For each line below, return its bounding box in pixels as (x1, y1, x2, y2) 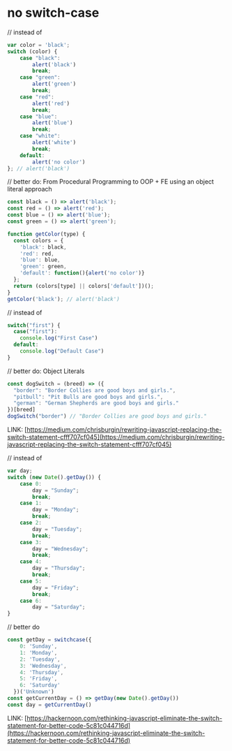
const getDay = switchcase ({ (7, 636, 92, 643)
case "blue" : (20, 113, 58, 120)
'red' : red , (20, 250, 54, 257)
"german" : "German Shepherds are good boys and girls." (13, 400, 179, 407)
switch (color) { (7, 48, 58, 55)
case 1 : (20, 500, 42, 507)
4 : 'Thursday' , (20, 669, 64, 676)
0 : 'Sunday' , (20, 643, 58, 650)
